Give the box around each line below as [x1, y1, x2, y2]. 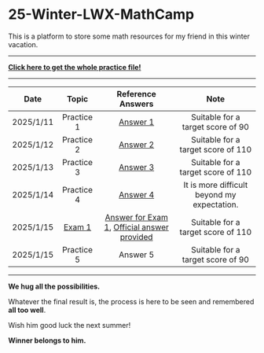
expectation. [192, 199, 239, 210]
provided [119, 231, 153, 242]
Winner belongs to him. [8, 336, 86, 345]
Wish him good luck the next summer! [8, 320, 131, 329]
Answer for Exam [104, 211, 169, 222]
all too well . [8, 305, 46, 314]
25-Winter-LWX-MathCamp [8, 6, 195, 24]
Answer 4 [119, 189, 155, 200]
